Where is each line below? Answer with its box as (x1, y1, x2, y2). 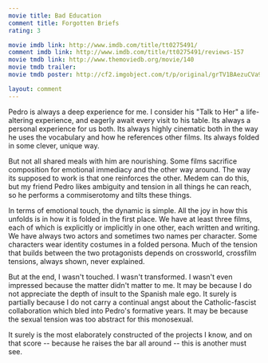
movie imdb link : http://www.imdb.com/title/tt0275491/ (8, 41, 198, 49)
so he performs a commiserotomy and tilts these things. (8, 190, 192, 199)
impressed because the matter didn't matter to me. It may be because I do (8, 280, 253, 290)
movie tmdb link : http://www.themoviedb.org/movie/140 (8, 56, 195, 64)
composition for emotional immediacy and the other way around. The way (8, 164, 251, 174)
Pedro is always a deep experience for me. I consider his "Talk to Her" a (8, 107, 245, 116)
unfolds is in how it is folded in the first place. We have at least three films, (8, 214, 253, 223)
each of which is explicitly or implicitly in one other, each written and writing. (8, 223, 260, 232)
